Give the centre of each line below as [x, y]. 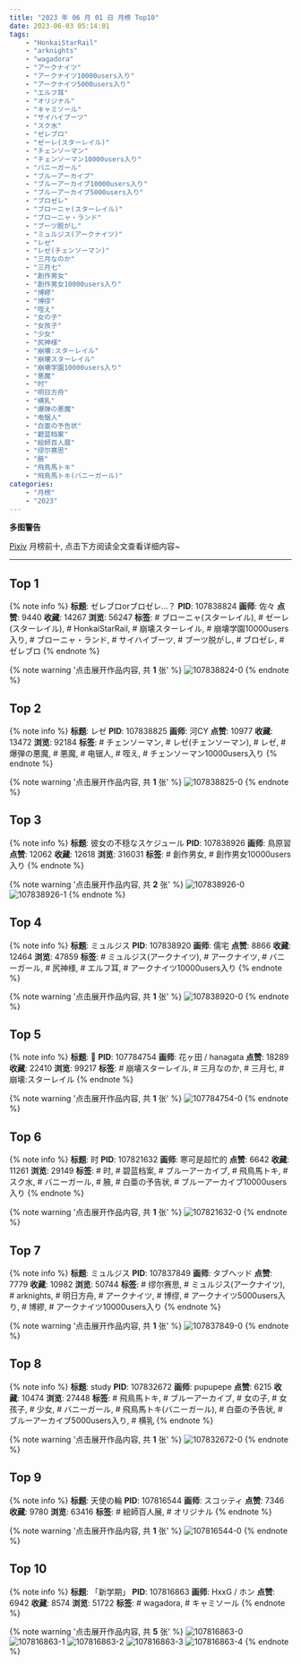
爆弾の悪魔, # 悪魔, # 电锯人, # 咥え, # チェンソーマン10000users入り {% [143, 753]
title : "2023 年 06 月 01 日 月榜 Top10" [84, 17]
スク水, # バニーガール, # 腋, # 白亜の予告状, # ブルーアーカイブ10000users [148, 1182]
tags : [19, 34]
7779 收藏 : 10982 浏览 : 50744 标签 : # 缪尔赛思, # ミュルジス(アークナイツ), [147, 1285]
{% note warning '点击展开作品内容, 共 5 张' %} [96, 1631]
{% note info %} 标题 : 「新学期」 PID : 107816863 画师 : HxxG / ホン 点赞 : [142, 1591]
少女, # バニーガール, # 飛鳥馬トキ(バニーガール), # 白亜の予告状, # [160, 1409]
